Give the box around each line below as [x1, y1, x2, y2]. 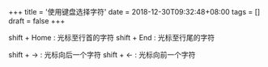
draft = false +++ [8, 16, 66, 26]
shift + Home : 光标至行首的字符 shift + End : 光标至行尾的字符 [8, 33, 215, 42]
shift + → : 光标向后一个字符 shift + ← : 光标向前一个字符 [8, 50, 196, 59]
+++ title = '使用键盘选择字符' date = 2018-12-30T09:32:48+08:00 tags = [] [8, 7, 261, 16]
